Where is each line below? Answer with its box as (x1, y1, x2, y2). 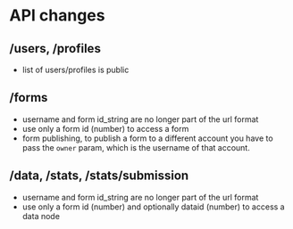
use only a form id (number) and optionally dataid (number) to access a (21, 201, 285, 212)
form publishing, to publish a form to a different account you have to (21, 133, 274, 143)
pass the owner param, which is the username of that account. (21, 142, 250, 152)
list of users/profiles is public (21, 64, 130, 75)
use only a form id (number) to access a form (21, 123, 189, 134)
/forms (9, 90, 48, 105)
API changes (9, 5, 105, 26)
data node (21, 210, 61, 221)
